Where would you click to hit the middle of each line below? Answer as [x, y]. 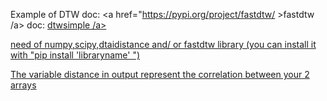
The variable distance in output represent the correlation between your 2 [160, 74]
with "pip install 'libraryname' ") [75, 55]
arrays [23, 85]
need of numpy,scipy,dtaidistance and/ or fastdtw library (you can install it [163, 44]
